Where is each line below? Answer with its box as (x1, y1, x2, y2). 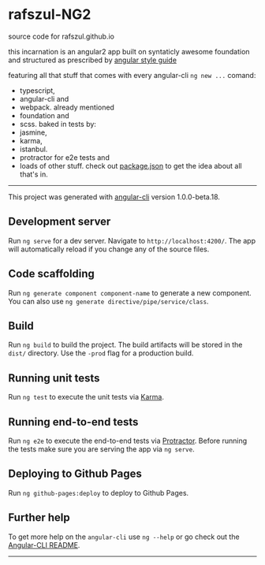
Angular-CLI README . (8, 540, 80, 549)
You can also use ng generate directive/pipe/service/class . (8, 296, 209, 306)
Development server (8, 215, 111, 229)
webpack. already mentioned (19, 102, 114, 112)
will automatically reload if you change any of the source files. (8, 244, 210, 254)
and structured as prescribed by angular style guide (8, 55, 177, 65)
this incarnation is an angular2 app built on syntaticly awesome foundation (8, 46, 250, 56)
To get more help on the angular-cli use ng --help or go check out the (8, 532, 240, 541)
